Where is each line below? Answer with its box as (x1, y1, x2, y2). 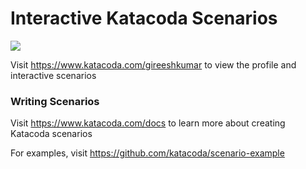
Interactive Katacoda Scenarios (10, 7, 278, 30)
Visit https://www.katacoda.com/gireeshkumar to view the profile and (10, 58, 297, 71)
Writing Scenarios (10, 94, 100, 108)
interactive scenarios (10, 69, 97, 81)
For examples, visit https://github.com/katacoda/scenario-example (10, 147, 285, 159)
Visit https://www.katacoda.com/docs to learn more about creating (10, 117, 286, 129)
